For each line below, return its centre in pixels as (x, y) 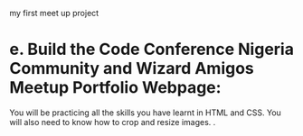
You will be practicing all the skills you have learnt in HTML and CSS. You (146, 113)
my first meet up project (54, 13)
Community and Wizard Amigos (132, 69)
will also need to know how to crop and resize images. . (113, 122)
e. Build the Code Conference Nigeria (151, 50)
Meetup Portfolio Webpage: (115, 88)
